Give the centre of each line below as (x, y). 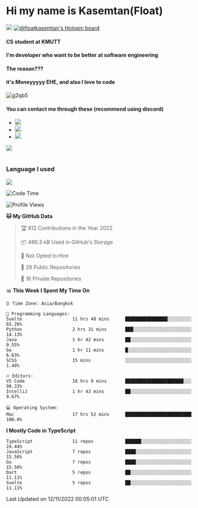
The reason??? (25, 69)
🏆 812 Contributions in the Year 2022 (66, 228)
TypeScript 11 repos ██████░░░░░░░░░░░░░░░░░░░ (99, 441)
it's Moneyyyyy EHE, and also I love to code (61, 82)
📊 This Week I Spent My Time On (48, 290)
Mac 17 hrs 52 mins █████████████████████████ (99, 414)
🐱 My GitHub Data (30, 216)
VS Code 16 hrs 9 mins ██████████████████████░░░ (99, 381)
